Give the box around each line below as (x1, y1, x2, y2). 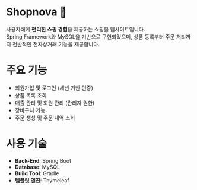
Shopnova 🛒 (6, 5, 67, 19)
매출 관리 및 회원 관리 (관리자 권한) (14, 99, 95, 106)
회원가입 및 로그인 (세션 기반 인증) (14, 84, 94, 91)
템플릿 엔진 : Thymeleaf (14, 176, 69, 183)
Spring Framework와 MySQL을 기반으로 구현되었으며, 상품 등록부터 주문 (6, 33, 175, 40)
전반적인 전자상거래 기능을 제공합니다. (12, 40, 100, 47)
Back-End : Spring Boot (14, 157, 71, 164)
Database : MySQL (14, 163, 61, 170)
